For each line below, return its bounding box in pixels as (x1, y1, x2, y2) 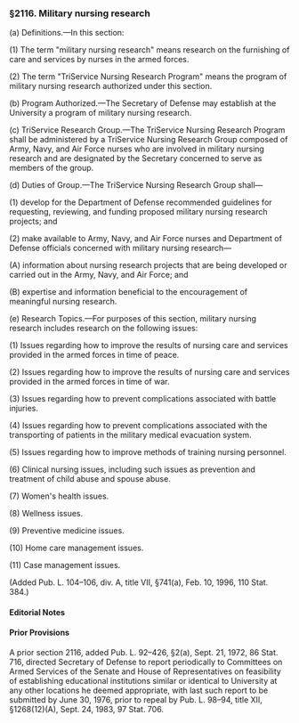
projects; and (9, 216, 58, 227)
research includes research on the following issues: (9, 323, 198, 334)
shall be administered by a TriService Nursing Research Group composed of (9, 134, 288, 145)
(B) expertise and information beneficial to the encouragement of (9, 287, 247, 297)
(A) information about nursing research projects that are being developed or (9, 260, 287, 271)
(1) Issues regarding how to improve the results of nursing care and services (9, 340, 288, 351)
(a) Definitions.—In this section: (9, 28, 125, 38)
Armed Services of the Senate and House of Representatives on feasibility (9, 666, 282, 677)
